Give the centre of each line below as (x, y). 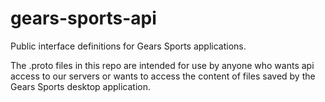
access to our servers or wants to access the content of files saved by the (163, 76)
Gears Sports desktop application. (81, 86)
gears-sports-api (83, 18)
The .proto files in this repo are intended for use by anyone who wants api (162, 65)
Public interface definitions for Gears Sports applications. (128, 46)
